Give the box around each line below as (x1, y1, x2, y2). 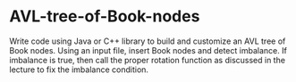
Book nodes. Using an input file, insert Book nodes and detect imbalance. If (9, 45, 288, 55)
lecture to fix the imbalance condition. (9, 64, 149, 75)
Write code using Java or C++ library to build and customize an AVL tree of (9, 36, 286, 46)
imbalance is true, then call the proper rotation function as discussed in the (9, 54, 286, 65)
